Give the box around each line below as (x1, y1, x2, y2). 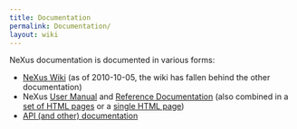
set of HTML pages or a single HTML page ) (22, 101, 185, 112)
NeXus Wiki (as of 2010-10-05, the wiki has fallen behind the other (22, 72, 271, 83)
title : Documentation (9, 13, 91, 23)
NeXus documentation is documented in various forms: (9, 55, 216, 66)
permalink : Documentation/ (9, 22, 111, 31)
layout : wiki (9, 30, 59, 39)
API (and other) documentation (22, 110, 139, 122)
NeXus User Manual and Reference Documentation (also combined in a (22, 91, 289, 102)
